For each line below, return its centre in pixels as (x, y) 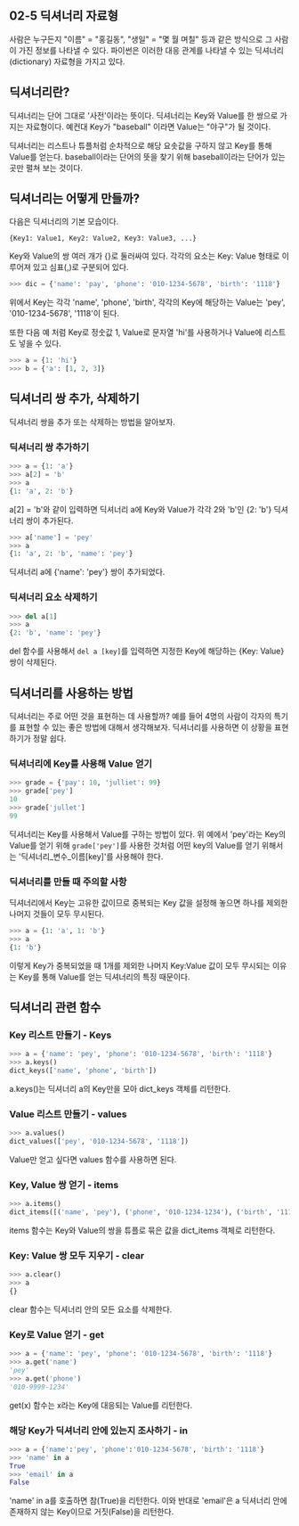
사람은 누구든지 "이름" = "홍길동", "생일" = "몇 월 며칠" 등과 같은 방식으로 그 (141, 39)
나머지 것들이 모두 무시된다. (57, 914)
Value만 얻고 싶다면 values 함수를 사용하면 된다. (93, 1159)
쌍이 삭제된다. (33, 662)
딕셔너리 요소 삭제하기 (53, 597)
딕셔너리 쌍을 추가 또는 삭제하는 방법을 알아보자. (93, 422)
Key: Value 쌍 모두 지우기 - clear (77, 1255)
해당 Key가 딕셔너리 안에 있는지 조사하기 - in (99, 1431)
